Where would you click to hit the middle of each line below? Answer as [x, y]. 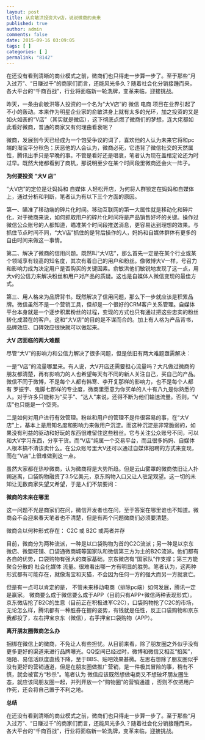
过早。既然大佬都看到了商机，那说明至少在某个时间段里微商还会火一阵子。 [100, 163]
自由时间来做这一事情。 [36, 240]
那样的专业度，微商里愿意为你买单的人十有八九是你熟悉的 [123, 389]
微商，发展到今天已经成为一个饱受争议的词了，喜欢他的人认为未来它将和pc [100, 140]
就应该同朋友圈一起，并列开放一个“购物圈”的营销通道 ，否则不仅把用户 [106, 682]
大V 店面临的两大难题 [33, 340]
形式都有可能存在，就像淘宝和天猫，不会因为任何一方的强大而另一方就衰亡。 [103, 574]
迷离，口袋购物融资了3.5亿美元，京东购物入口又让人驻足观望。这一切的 [101, 476]
